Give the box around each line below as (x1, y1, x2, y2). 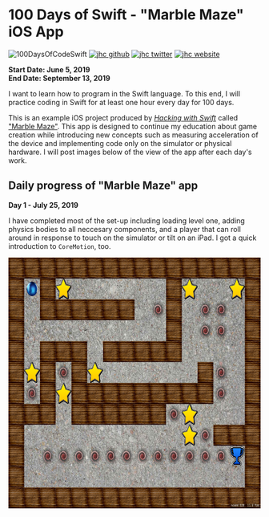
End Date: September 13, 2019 (8, 73, 110, 83)
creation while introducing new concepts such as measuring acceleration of (8, 130, 259, 140)
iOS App (8, 22, 64, 41)
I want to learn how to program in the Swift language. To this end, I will (8, 88, 241, 98)
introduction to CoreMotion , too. (8, 241, 111, 250)
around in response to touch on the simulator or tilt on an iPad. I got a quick (8, 233, 257, 242)
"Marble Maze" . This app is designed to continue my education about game (8, 121, 258, 131)
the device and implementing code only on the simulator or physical (8, 138, 232, 148)
